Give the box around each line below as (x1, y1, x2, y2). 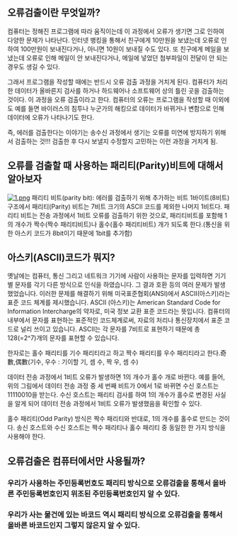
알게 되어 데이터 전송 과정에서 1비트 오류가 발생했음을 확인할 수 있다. (14, 400, 202, 408)
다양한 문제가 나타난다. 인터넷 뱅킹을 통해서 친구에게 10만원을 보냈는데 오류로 (7, 35, 220, 44)
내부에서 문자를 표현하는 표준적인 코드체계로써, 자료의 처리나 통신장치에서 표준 (7, 316, 223, 324)
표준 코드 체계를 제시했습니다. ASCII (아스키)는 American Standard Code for (7, 298, 221, 307)
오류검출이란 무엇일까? (7, 6, 100, 19)
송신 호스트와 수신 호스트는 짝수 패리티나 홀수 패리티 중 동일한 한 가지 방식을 (16, 423, 226, 432)
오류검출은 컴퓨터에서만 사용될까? (7, 455, 146, 467)
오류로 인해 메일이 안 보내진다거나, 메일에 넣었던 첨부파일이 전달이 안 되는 (25, 53, 229, 62)
